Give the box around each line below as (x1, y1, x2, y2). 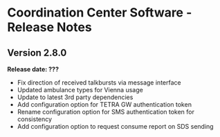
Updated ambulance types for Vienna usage (17, 86, 143, 94)
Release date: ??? (7, 65, 59, 73)
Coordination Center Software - (7, 5, 192, 21)
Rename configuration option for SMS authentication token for (17, 108, 195, 116)
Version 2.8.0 (7, 47, 67, 59)
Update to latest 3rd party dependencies (17, 93, 134, 101)
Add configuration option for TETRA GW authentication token (17, 101, 192, 108)
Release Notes (7, 19, 92, 35)
